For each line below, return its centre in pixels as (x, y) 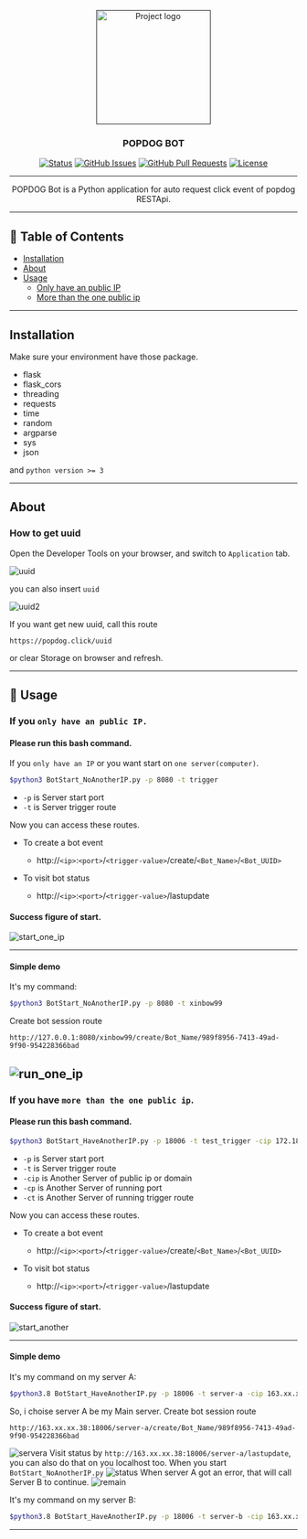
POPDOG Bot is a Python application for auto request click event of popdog (153, 189)
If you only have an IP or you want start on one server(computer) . (134, 764)
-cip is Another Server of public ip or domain (107, 1178)
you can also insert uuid (55, 588)
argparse (40, 433)
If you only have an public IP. (79, 721)
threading (41, 393)
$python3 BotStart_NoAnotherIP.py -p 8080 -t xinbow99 (116, 1004)
